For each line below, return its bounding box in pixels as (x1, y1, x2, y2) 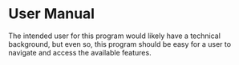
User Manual (8, 5, 95, 23)
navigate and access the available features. (8, 48, 152, 57)
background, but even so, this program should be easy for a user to (8, 39, 231, 48)
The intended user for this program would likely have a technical (8, 31, 221, 40)
